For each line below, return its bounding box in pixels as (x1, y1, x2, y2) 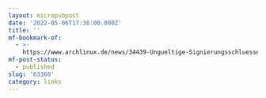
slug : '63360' (8, 70, 55, 78)
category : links (8, 77, 62, 85)
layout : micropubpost (8, 11, 80, 20)
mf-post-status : (8, 56, 62, 64)
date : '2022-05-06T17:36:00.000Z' (8, 19, 123, 27)
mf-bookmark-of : (8, 33, 62, 42)
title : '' (8, 26, 41, 34)
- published (15, 63, 55, 71)
